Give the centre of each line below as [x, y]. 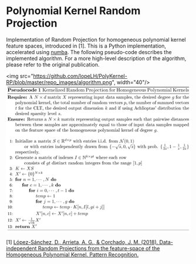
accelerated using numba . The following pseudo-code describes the [89, 52]
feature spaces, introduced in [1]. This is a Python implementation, [86, 46]
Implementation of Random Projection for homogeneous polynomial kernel [96, 39]
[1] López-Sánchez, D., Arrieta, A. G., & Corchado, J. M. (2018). [82, 242]
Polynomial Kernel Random [73, 11]
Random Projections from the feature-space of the [99, 248]
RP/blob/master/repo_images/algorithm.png [59, 82]
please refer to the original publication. [53, 64]
